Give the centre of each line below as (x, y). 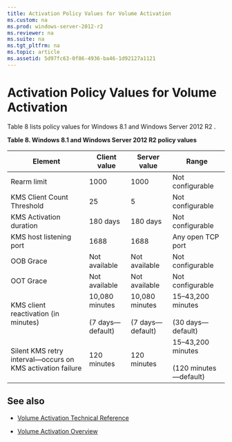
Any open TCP (196, 237)
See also (26, 401)
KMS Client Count (39, 197)
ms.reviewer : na (30, 33)
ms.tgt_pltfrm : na (33, 46)
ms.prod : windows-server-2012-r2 (55, 26)
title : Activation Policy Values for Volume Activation (89, 13)
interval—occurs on (42, 359)
